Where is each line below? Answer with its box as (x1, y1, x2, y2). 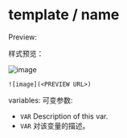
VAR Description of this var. (19, 111, 109, 121)
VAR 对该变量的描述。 (19, 120, 90, 130)
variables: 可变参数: (8, 95, 73, 105)
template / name (8, 6, 120, 24)
